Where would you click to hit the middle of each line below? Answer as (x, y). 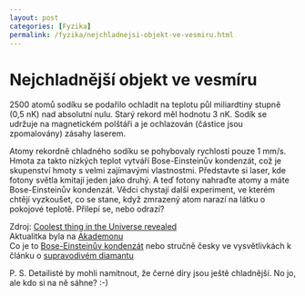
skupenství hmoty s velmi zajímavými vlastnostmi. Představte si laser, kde (148, 171)
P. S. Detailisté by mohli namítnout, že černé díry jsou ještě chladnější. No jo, (153, 273)
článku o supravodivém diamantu (71, 256)
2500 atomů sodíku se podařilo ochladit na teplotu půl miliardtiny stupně (145, 104)
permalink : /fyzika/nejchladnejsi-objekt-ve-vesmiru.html (122, 35)
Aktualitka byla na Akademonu (66, 236)
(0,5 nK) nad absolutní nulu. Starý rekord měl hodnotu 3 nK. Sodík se (138, 114)
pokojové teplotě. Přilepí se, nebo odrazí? (87, 209)
